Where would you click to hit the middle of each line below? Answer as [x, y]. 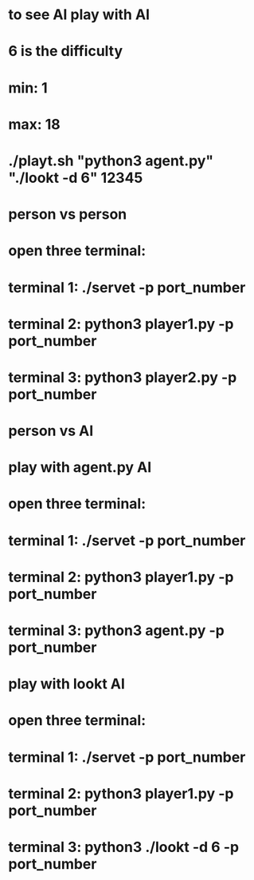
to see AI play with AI [79, 15]
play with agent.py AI [80, 468]
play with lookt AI [67, 684]
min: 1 [28, 87]
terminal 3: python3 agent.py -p [116, 630]
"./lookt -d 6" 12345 [76, 178]
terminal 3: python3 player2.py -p [123, 377]
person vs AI [51, 431]
